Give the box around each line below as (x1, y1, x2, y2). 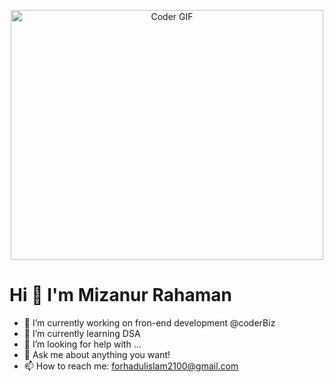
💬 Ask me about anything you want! (23, 348, 171, 360)
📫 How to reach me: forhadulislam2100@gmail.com (23, 360, 239, 372)
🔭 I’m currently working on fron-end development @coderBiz (23, 316, 276, 329)
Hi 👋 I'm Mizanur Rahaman (9, 284, 232, 307)
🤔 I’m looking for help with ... (23, 338, 142, 350)
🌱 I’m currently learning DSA (23, 327, 141, 339)
